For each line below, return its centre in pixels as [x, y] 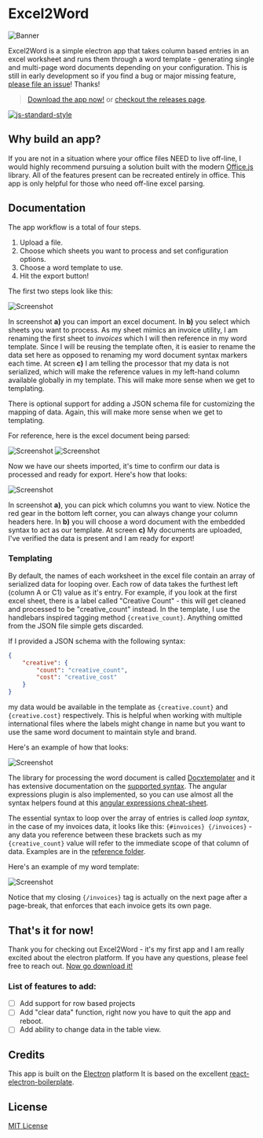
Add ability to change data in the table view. [90, 1029]
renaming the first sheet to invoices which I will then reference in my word [128, 338]
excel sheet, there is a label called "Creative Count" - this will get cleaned [127, 600]
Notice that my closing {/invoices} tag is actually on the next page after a [128, 897]
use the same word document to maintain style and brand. [102, 732]
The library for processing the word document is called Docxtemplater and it [131, 778]
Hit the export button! [54, 275]
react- [239, 1074]
